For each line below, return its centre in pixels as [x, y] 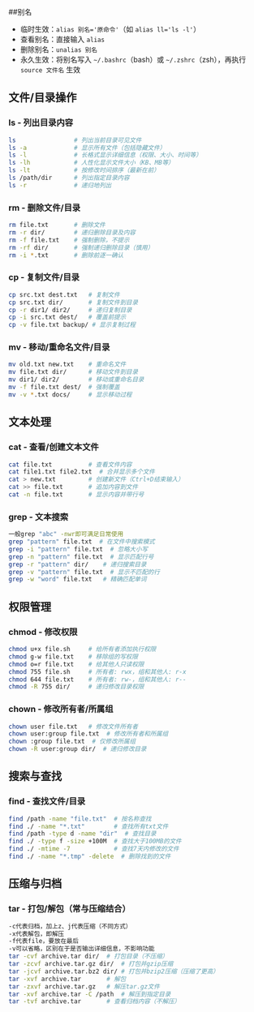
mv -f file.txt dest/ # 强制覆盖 [64, 388]
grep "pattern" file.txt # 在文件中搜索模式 [82, 542]
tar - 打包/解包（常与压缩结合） [70, 909]
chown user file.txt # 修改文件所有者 [73, 727]
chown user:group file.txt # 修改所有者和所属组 [88, 734]
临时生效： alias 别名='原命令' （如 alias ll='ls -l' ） [110, 29]
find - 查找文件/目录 [47, 801]
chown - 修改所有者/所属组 [61, 710]
